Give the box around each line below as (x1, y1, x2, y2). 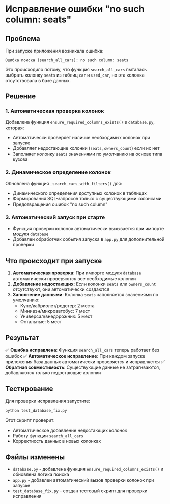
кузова (12, 156, 28, 162)
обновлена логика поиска (12, 471, 70, 477)
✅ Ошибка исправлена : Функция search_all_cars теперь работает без (5, 347, 159, 353)
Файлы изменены (5, 452, 65, 461)
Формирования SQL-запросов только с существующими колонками (12, 195, 162, 201)
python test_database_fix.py (5, 408, 67, 413)
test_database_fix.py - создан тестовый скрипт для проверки (12, 488, 148, 494)
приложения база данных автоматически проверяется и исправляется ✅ (5, 358, 165, 365)
